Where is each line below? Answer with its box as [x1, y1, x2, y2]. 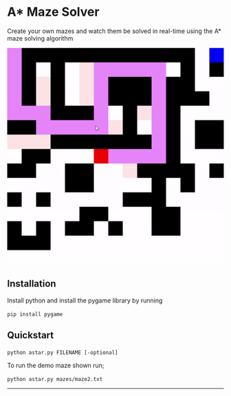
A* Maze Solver [7, 4, 100, 20]
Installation [7, 278, 56, 289]
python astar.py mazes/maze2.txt [7, 375, 103, 382]
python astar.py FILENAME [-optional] [7, 349, 118, 356]
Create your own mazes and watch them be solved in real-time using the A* [7, 27, 221, 35]
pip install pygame [7, 311, 63, 318]
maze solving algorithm [7, 34, 74, 42]
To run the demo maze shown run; [7, 361, 104, 369]
